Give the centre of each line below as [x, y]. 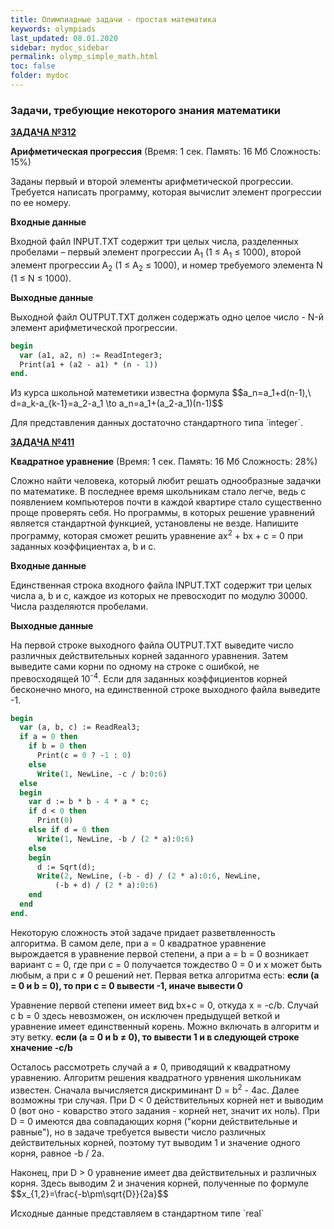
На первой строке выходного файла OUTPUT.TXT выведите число [152, 645]
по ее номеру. [40, 203]
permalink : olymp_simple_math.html [84, 57]
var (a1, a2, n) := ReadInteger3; [91, 355]
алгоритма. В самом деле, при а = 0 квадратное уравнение [138, 943]
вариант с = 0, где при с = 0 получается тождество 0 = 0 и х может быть [166, 964]
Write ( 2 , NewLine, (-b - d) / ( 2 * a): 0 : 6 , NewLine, [149, 876]
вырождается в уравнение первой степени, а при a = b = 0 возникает [159, 953]
